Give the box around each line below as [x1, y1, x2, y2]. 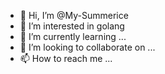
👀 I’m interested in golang [19, 20, 125, 32]
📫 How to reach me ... [19, 53, 113, 64]
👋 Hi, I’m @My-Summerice [19, 10, 129, 21]
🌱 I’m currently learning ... [19, 31, 127, 42]
